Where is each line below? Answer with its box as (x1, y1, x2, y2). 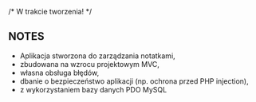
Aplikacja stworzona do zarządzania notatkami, (19, 51, 175, 61)
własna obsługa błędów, (19, 68, 100, 77)
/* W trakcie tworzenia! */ (8, 7, 93, 16)
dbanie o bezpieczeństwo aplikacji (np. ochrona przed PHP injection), (19, 76, 249, 86)
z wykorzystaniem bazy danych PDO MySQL (19, 84, 167, 94)
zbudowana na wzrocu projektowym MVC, (19, 59, 160, 69)
